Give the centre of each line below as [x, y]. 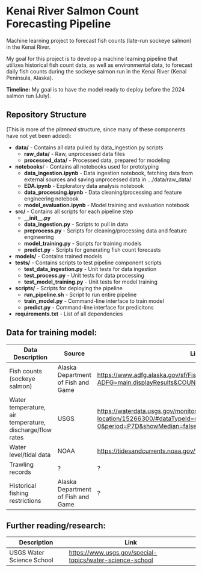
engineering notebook [51, 198]
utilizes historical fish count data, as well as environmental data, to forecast [99, 65]
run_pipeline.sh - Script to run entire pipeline [80, 294]
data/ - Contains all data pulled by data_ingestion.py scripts [89, 147]
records [20, 472]
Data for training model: [52, 333]
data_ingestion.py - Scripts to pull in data [76, 224]
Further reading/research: [56, 525]
